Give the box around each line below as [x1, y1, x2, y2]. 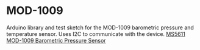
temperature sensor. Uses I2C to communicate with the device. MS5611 [6, 30, 186, 37]
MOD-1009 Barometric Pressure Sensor [6, 37, 106, 44]
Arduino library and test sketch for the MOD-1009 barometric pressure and [6, 24, 194, 31]
